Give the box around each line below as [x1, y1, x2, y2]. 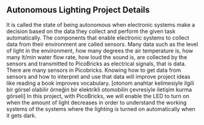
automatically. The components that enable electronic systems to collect [6, 34, 190, 41]
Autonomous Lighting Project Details [6, 5, 150, 15]
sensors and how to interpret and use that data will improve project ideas [6, 73, 191, 80]
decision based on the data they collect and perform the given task [6, 27, 176, 35]
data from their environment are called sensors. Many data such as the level [6, 40, 198, 48]
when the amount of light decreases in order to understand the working [6, 99, 187, 106]
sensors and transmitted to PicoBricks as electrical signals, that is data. [6, 60, 186, 67]
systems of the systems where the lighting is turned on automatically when [6, 105, 196, 112]
